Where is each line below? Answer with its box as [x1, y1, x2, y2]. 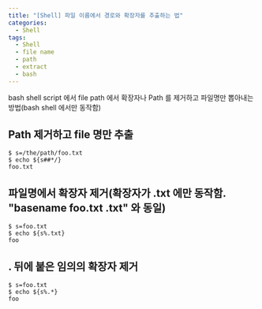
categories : [8, 19, 47, 27]
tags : [8, 33, 26, 42]
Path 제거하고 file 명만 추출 [8, 128, 134, 142]
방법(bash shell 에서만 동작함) [8, 102, 101, 112]
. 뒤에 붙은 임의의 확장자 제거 [8, 259, 139, 273]
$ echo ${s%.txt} [8, 229, 65, 237]
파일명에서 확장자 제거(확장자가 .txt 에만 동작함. [8, 186, 226, 199]
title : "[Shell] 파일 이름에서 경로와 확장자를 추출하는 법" [8, 11, 184, 20]
